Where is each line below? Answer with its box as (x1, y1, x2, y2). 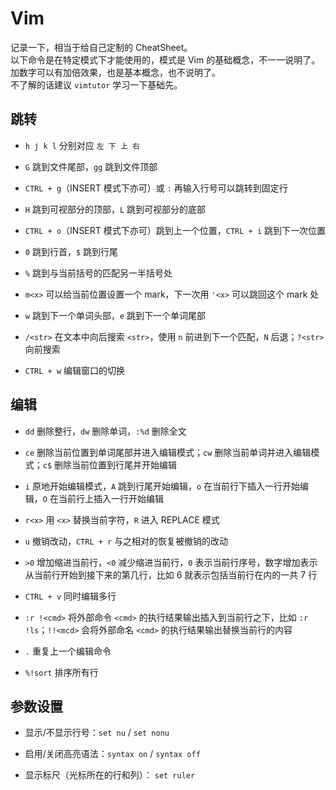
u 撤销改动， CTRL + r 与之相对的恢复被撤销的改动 (24, 535, 229, 547)
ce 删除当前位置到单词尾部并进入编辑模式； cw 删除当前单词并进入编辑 (24, 446, 312, 458)
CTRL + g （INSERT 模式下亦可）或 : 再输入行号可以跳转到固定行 (24, 182, 288, 194)
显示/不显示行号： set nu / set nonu (24, 727, 170, 739)
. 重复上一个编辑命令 (24, 645, 112, 657)
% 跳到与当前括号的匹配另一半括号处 (24, 267, 173, 279)
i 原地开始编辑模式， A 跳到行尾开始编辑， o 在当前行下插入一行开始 (24, 480, 301, 492)
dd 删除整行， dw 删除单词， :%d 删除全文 (24, 425, 187, 437)
